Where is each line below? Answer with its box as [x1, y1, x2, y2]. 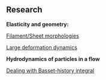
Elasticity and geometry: [6, 20, 69, 27]
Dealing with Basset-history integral [6, 67, 95, 74]
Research [6, 5, 43, 15]
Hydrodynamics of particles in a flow [6, 55, 100, 62]
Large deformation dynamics [6, 44, 78, 51]
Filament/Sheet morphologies [6, 32, 80, 39]
